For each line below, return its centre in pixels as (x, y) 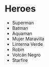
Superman (23, 23)
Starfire (20, 60)
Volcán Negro (26, 55)
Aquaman (22, 33)
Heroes (20, 9)
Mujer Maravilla (28, 39)
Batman (20, 28)
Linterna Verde (28, 44)
